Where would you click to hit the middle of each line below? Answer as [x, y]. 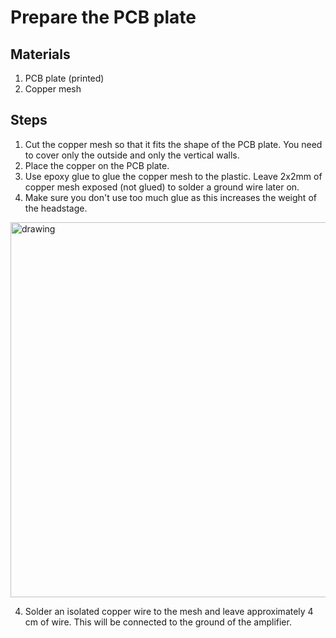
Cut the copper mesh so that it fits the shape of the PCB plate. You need [173, 144]
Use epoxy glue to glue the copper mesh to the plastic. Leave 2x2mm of [173, 176]
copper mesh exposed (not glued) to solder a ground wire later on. [162, 187]
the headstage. [56, 208]
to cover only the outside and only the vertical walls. [132, 155]
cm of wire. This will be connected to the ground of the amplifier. [158, 622]
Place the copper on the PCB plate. [97, 165]
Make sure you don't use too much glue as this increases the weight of [170, 197]
